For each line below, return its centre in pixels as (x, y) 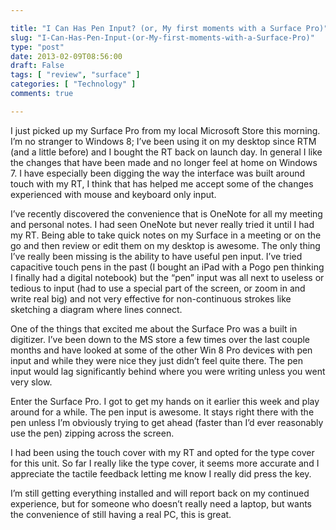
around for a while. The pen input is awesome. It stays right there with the (162, 412)
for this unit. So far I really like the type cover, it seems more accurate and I (165, 463)
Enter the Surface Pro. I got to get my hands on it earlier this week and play (165, 401)
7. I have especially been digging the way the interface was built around (158, 173)
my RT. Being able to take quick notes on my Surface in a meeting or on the (166, 235)
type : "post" (37, 47)
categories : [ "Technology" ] (73, 84)
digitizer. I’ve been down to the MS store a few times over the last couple (160, 339)
